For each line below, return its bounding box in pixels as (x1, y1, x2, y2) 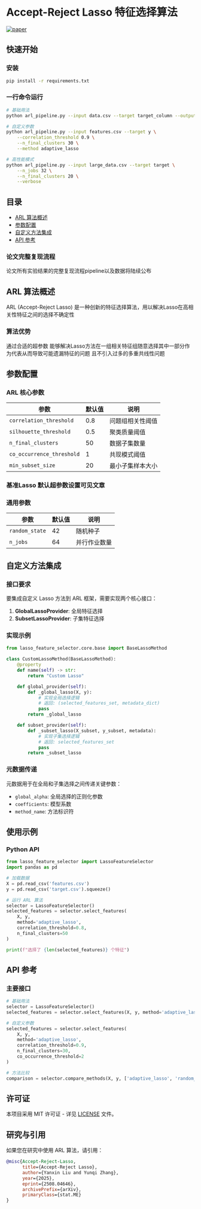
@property (17, 662, 42, 668)
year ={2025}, (22, 1175, 55, 1181)
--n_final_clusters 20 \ (17, 173, 79, 179)
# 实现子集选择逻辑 (38, 733, 80, 739)
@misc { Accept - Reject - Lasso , (6, 1159, 77, 1165)
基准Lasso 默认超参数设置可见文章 (6, 481, 105, 489)
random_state (9, 528, 47, 534)
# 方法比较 (6, 1070, 30, 1076)
